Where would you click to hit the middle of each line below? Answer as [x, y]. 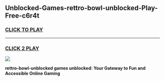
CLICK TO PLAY [24, 30]
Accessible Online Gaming [33, 73]
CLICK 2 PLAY [22, 48]
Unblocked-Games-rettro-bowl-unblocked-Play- [82, 8]
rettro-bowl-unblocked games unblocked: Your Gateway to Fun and [75, 68]
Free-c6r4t [22, 16]
